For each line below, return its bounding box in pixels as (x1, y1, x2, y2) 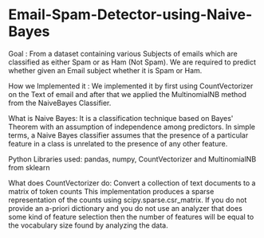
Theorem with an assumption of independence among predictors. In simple (8, 122, 255, 131)
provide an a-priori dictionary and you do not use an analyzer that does (8, 203, 243, 213)
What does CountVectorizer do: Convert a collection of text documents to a (8, 178, 256, 188)
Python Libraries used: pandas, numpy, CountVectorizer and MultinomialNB (8, 154, 257, 164)
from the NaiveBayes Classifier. (8, 98, 112, 107)
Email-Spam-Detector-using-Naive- (8, 6, 253, 24)
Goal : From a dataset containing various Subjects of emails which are (8, 49, 238, 58)
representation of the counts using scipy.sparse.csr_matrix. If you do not (8, 195, 247, 205)
